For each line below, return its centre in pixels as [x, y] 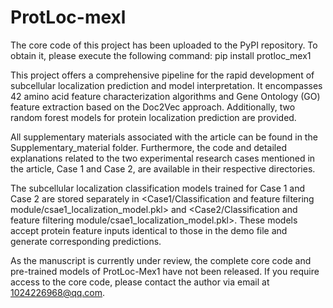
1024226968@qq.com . [58, 292]
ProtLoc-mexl [68, 17]
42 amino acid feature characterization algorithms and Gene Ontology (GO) [165, 96]
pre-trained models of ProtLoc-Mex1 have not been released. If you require [165, 271]
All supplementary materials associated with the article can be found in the [164, 137]
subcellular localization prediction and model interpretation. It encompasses [166, 85]
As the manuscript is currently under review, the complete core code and [161, 260]
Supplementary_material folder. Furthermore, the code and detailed [148, 147]
